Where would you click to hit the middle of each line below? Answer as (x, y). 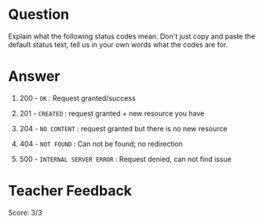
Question (38, 15)
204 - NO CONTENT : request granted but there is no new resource (123, 128)
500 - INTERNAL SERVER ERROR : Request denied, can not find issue (125, 159)
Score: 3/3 (25, 212)
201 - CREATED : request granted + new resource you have (112, 113)
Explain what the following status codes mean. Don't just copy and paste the (132, 36)
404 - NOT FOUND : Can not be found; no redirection (101, 144)
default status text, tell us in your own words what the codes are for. (118, 44)
